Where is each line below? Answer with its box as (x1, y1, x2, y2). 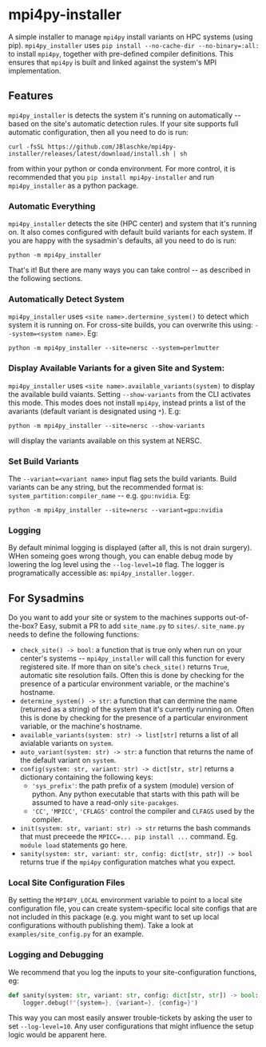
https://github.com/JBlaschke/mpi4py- (47, 142, 177, 151)
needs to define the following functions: (8, 629, 140, 640)
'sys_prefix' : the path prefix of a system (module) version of (31, 781, 234, 791)
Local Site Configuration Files (8, 877, 125, 888)
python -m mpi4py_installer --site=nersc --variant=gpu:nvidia (8, 506, 224, 514)
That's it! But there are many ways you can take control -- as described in (8, 265, 251, 275)
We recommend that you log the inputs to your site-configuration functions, (8, 967, 257, 977)
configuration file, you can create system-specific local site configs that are (8, 904, 257, 914)
